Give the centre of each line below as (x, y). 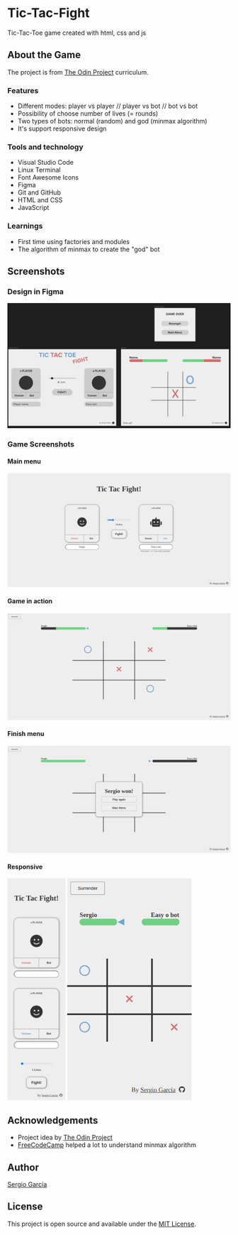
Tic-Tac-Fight (49, 13)
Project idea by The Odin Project (65, 1138)
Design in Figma (35, 291)
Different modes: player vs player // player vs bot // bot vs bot (108, 106)
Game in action (30, 600)
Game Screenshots (41, 444)
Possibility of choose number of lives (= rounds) (88, 114)
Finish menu (26, 734)
